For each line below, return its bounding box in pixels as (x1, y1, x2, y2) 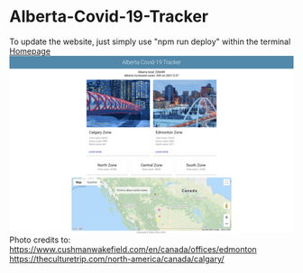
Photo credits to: (9, 234, 71, 245)
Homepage (9, 45, 51, 56)
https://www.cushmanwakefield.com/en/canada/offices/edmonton (9, 243, 257, 254)
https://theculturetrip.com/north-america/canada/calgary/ (9, 253, 225, 264)
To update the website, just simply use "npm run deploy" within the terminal (9, 36, 291, 47)
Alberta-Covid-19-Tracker (9, 6, 209, 27)
